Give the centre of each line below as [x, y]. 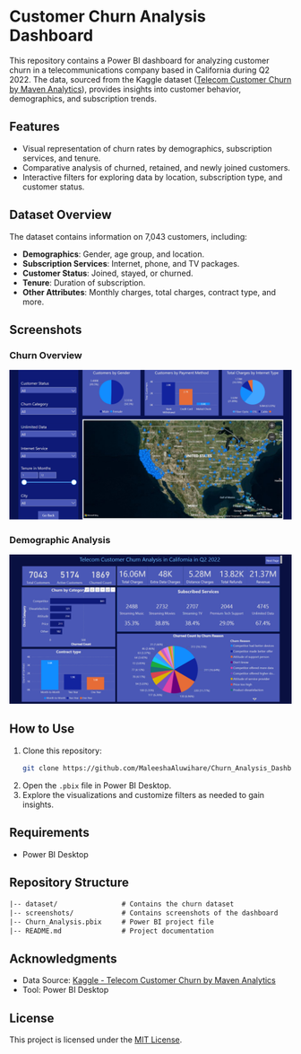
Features [34, 127]
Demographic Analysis [60, 540]
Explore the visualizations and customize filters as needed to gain [143, 795]
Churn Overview [46, 355]
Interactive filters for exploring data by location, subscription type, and [152, 177]
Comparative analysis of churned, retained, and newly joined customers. [156, 167]
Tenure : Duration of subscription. [84, 282]
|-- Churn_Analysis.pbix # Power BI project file [112, 922]
